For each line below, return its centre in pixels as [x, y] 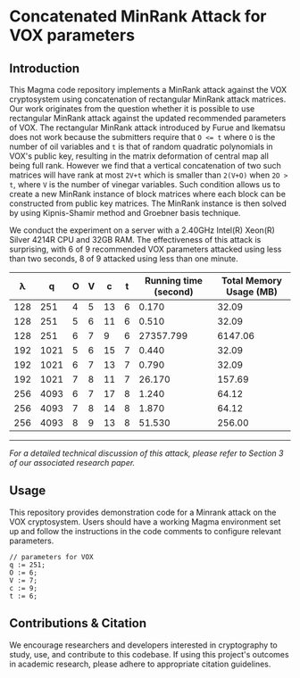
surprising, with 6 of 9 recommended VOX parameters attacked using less [146, 249]
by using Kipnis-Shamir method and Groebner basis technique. [125, 213]
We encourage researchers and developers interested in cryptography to [144, 645]
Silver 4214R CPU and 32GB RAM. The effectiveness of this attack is [135, 240]
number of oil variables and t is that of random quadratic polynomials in [142, 146]
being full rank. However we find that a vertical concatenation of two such [145, 165]
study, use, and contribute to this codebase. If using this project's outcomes [149, 654]
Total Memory [252, 281]
